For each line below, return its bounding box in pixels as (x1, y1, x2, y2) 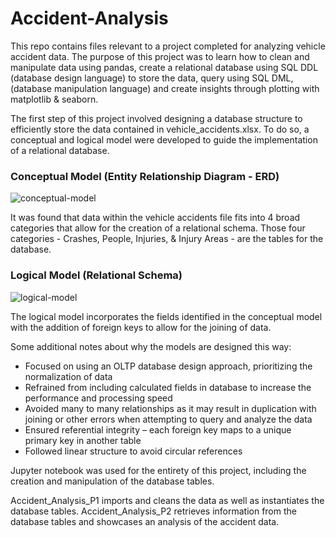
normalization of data (24, 370, 113, 382)
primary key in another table (24, 434, 142, 446)
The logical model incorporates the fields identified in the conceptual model (10, 310, 323, 322)
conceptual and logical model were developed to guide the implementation (10, 133, 318, 146)
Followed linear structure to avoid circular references (24, 445, 243, 457)
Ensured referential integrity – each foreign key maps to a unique (24, 423, 292, 436)
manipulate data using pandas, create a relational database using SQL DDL (10, 61, 319, 73)
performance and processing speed (24, 392, 173, 404)
